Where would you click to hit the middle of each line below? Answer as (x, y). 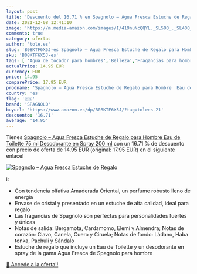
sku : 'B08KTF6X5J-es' (33, 55)
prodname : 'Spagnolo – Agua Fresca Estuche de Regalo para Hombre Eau (95, 88)
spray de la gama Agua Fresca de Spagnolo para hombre (84, 253)
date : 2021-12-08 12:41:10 (39, 22)
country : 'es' (23, 93)
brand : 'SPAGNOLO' (28, 104)
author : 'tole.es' (28, 45)
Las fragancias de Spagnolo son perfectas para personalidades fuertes (101, 216)
